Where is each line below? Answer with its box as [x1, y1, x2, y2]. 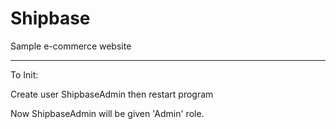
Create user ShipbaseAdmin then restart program [10, 88, 214, 100]
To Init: [10, 68, 39, 81]
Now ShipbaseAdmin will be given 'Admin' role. [10, 107, 205, 119]
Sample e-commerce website [10, 40, 132, 52]
